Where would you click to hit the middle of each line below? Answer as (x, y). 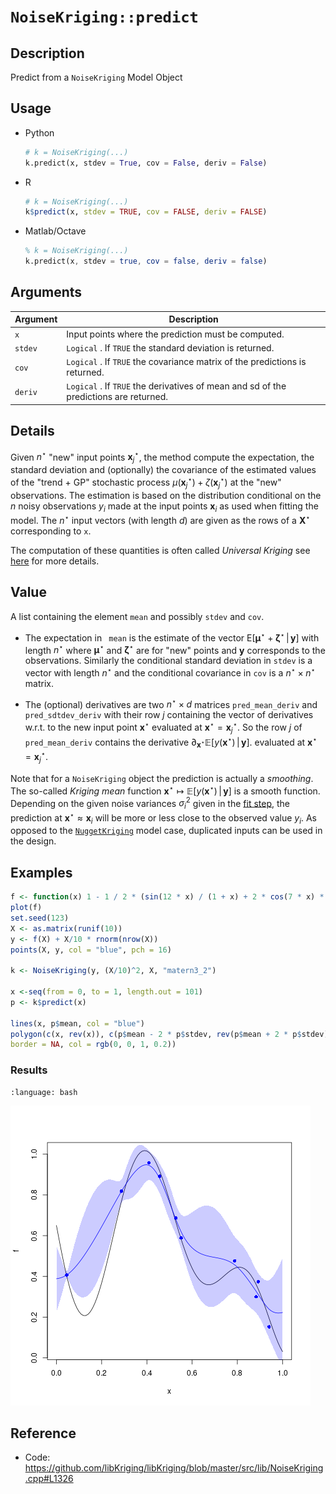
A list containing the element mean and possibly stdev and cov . (137, 616)
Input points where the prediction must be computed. (175, 334)
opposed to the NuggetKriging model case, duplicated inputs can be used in (166, 831)
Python (39, 132)
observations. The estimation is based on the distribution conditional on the (166, 495)
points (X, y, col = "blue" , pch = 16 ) (91, 950)
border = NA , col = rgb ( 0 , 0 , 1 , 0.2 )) (93, 1045)
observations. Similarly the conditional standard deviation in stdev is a (168, 661)
